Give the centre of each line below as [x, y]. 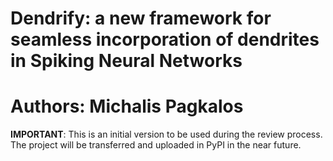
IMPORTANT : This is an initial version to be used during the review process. [166, 134]
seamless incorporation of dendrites [165, 39]
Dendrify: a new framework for [141, 18]
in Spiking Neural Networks [126, 61]
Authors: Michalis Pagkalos [127, 106]
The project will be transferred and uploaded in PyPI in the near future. [156, 145]
